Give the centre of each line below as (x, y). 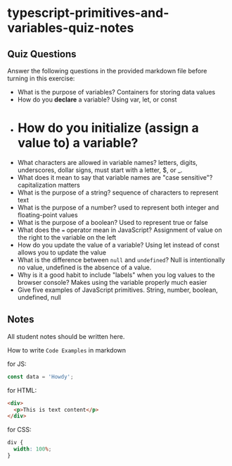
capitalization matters (49, 185)
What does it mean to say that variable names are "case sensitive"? (115, 177)
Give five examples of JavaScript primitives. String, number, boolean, (117, 290)
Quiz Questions (42, 54)
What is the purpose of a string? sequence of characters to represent (118, 192)
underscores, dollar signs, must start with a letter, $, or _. (100, 170)
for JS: (17, 364)
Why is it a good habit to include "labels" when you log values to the (116, 275)
